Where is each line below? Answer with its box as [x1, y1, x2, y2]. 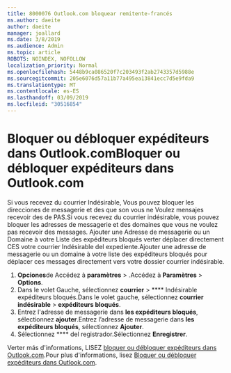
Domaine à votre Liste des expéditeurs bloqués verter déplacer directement [7, 235, 224, 244]
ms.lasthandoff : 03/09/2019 [7, 95, 89, 102]
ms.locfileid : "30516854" [7, 101, 82, 108]
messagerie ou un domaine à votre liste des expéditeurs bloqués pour [7, 250, 207, 258]
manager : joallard [7, 29, 61, 37]
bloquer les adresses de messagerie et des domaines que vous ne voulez [7, 220, 218, 228]
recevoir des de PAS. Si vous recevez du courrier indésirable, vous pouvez [7, 213, 219, 221]
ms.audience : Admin [7, 42, 64, 49]
